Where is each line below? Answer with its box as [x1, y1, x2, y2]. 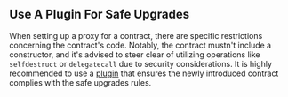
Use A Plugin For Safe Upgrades [9, 7, 189, 22]
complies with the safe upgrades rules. [9, 77, 152, 87]
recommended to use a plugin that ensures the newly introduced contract [9, 68, 279, 78]
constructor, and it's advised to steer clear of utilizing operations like [9, 48, 260, 60]
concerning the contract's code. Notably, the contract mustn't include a [9, 40, 272, 50]
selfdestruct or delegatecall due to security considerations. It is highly [9, 58, 273, 69]
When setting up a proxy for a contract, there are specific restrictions [9, 30, 263, 41]
